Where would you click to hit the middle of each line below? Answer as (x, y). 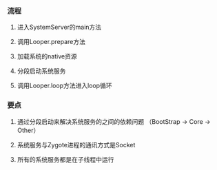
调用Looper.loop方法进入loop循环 (64, 86)
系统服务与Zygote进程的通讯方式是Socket (76, 145)
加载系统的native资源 (47, 56)
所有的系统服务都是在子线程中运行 (65, 159)
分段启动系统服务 (41, 71)
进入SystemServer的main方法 (59, 27)
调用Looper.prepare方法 (51, 42)
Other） (28, 130)
